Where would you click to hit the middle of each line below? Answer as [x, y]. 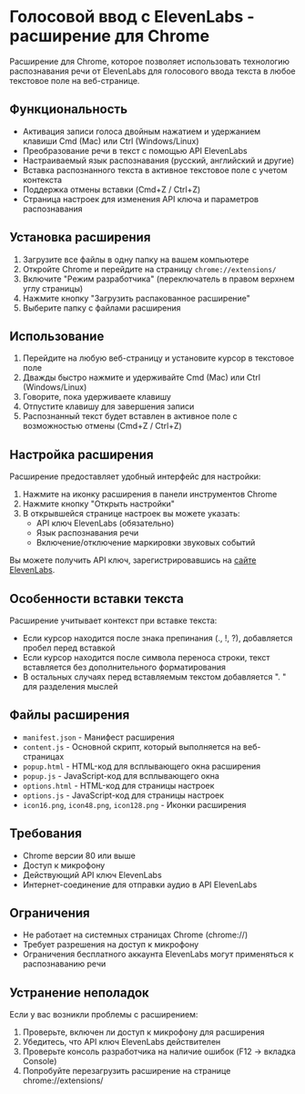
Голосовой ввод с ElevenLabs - [132, 17]
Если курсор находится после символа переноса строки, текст [146, 657]
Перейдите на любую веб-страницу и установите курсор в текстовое [158, 358]
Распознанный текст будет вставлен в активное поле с [130, 416]
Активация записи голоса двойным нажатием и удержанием [142, 131]
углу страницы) [53, 288]
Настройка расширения [81, 454]
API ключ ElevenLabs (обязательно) [105, 523]
